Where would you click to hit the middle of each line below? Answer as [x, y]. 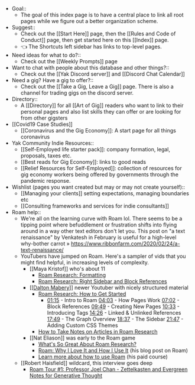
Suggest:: [23, 27]
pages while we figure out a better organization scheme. [89, 21]
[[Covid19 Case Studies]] [42, 124]
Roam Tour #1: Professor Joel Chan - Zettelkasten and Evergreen [108, 369]
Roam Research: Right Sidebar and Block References [103, 281]
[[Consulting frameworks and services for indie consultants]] [95, 206]
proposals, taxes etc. [46, 156]
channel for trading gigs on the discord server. [77, 93]
